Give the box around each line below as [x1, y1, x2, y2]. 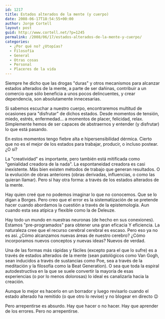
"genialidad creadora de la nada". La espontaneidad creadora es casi [5, 161, 145, 167]
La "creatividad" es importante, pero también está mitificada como [5, 156, 140, 161]
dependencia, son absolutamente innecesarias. [5, 96, 101, 101]
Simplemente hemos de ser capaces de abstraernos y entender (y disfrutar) [5, 121, 160, 127]
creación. [5, 279, 25, 285]
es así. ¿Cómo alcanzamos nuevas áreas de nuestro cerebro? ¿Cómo [5, 232, 146, 238]
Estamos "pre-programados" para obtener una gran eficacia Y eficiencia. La [5, 222, 160, 228]
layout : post [5, 26, 32, 31]
